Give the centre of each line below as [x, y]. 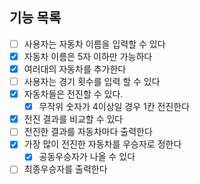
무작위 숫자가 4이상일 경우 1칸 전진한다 [114, 107]
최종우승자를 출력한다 [65, 169]
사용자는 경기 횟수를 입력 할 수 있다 [92, 81]
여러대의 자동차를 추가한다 [75, 69]
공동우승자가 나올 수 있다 [87, 157]
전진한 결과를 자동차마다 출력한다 [88, 132]
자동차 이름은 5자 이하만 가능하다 [88, 56]
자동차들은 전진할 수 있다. [73, 94]
